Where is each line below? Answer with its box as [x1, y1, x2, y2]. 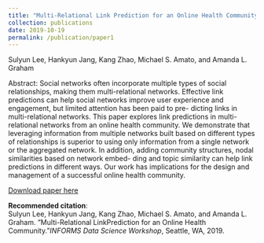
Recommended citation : [8, 201, 88, 211]
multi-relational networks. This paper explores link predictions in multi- [8, 112, 237, 122]
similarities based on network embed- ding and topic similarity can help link [8, 154, 253, 164]
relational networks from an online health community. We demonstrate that [8, 120, 250, 130]
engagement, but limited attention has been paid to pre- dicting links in [8, 104, 238, 113]
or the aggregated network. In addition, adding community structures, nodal [8, 145, 254, 155]
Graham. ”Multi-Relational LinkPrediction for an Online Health [8, 218, 207, 227]
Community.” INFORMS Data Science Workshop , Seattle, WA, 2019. [8, 226, 225, 236]
